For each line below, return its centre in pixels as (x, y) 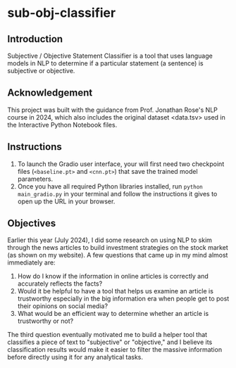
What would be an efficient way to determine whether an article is (113, 314)
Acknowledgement (50, 93)
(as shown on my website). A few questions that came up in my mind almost (118, 255)
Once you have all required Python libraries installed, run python (110, 186)
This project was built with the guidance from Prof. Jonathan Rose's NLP (113, 110)
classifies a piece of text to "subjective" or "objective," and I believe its (110, 342)
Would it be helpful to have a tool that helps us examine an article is (115, 291)
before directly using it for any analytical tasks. (75, 357)
